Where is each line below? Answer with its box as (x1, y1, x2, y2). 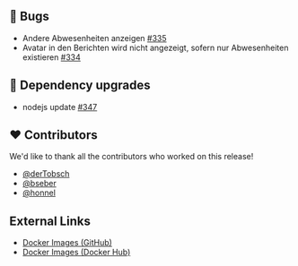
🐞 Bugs (9, 9, 49, 24)
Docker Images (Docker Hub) (22, 247, 131, 258)
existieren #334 (22, 51, 81, 63)
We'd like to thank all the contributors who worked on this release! (9, 151, 254, 162)
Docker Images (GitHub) (22, 237, 112, 248)
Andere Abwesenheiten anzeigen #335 (22, 32, 168, 43)
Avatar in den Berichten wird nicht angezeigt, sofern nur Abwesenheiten (22, 42, 289, 53)
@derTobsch (22, 168, 70, 179)
